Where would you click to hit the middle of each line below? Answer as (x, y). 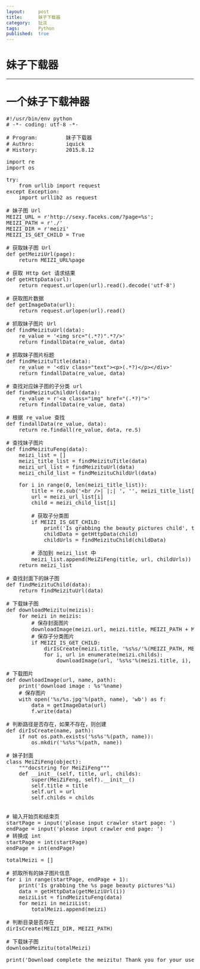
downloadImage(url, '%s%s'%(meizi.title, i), (124, 661)
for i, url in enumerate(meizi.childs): (104, 655)
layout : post (28, 12)
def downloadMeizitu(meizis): (50, 610)
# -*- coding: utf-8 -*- (42, 125)
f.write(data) (52, 711)
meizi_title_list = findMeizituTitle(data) (83, 461)
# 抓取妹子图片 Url (31, 324)
